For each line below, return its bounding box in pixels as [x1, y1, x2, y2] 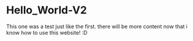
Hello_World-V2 [6, 4, 87, 17]
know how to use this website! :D [6, 29, 88, 36]
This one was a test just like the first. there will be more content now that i [6, 23, 188, 30]
